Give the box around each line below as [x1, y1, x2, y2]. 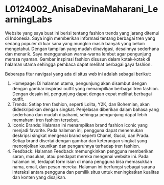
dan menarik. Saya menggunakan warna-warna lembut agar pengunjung [5, 51, 152, 57]
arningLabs [5, 14, 52, 25]
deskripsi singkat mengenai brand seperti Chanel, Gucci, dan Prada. [12, 132, 150, 138]
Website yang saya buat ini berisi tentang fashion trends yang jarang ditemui [5, 30, 160, 36]
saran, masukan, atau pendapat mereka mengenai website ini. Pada [12, 153, 149, 159]
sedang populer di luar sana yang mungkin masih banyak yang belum [5, 40, 145, 46]
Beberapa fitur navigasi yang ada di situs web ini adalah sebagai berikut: [5, 71, 151, 77]
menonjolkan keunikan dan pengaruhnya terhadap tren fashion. [12, 143, 141, 149]
